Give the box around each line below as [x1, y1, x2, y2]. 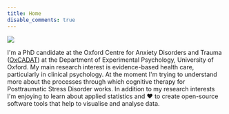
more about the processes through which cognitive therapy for [7, 77, 186, 86]
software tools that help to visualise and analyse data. [7, 99, 160, 107]
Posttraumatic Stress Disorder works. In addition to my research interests [7, 84, 215, 93]
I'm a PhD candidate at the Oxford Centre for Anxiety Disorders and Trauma [7, 48, 222, 56]
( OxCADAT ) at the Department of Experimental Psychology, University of [7, 56, 214, 64]
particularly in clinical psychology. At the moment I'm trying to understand [7, 70, 217, 78]
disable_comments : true [7, 16, 76, 23]
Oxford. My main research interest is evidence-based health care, [7, 62, 195, 71]
